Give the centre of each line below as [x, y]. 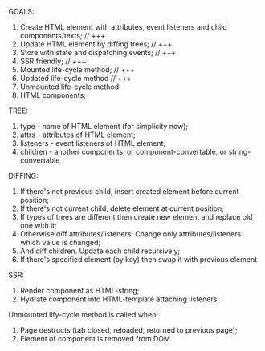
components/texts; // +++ [63, 36]
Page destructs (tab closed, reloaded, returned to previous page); [129, 330]
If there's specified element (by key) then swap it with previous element [139, 259]
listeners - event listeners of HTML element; [93, 143]
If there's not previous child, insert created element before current [129, 191]
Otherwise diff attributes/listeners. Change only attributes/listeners [130, 234]
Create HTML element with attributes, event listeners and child [123, 27]
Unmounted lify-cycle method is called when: [84, 315]
